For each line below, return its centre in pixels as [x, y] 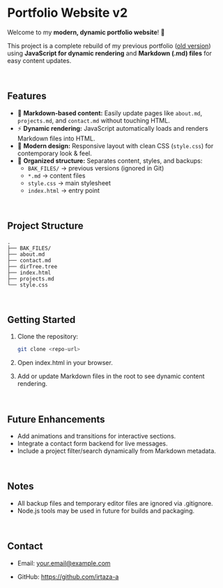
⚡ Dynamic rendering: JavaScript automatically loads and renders [113, 128]
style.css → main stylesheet [69, 182]
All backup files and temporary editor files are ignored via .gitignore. [115, 503]
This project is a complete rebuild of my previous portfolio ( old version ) [109, 45]
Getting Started [41, 320]
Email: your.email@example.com [64, 563]
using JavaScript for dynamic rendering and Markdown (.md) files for [110, 53]
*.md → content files [56, 175]
